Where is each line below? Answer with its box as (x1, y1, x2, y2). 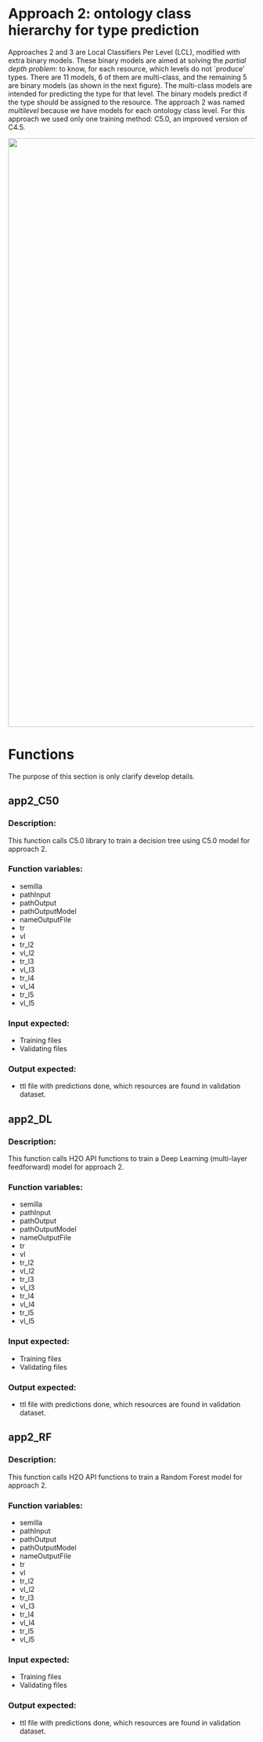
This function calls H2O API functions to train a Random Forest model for (8, 1472, 243, 1481)
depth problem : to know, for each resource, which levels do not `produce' (8, 64, 245, 73)
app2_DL (8, 1112, 52, 1126)
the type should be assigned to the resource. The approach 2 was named (8, 97, 245, 107)
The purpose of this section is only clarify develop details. (8, 771, 196, 781)
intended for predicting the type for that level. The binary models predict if (8, 89, 248, 98)
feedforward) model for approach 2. (8, 1163, 124, 1172)
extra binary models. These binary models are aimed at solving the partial (8, 56, 247, 65)
